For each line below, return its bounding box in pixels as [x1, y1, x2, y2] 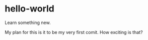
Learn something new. [5, 19, 51, 25]
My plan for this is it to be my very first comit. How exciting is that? [5, 29, 143, 35]
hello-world [5, 3, 55, 14]
